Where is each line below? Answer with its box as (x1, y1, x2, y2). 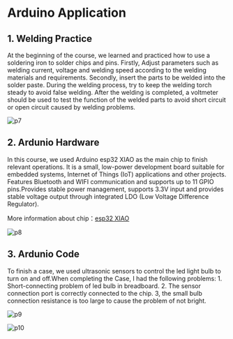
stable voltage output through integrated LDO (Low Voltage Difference (7, 192, 209, 200)
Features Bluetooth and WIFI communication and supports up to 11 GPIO (7, 177, 214, 186)
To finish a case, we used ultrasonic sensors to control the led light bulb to (7, 266, 221, 275)
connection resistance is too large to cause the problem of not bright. (7, 296, 207, 305)
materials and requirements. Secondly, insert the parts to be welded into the (7, 73, 225, 82)
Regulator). (7, 199, 40, 208)
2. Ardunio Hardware (7, 137, 100, 149)
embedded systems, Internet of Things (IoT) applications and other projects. (7, 169, 227, 179)
